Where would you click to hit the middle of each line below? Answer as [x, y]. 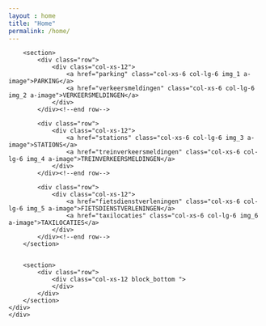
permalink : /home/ [39, 31]
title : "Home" [32, 23]
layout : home [32, 16]
